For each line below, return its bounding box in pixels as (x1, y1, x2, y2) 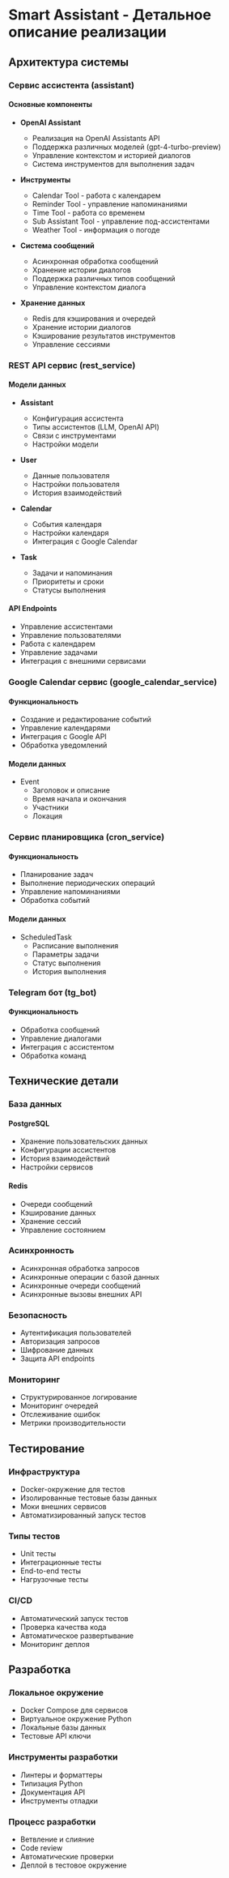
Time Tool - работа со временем (32, 207, 146, 217)
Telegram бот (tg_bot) (8, 986, 97, 998)
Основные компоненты (8, 100, 93, 109)
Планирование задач (19, 870, 94, 879)
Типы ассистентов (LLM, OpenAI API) (32, 421, 160, 431)
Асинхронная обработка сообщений (32, 256, 159, 266)
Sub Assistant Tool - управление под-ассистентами (32, 216, 210, 226)
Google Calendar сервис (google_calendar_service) (8, 676, 218, 687)
